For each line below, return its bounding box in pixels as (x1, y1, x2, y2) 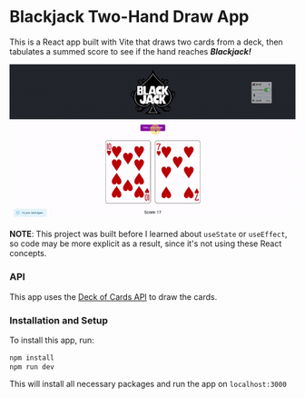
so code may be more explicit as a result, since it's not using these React (9, 238, 282, 249)
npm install (9, 353, 54, 363)
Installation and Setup (9, 313, 109, 326)
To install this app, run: (9, 334, 94, 345)
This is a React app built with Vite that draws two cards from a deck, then (9, 36, 283, 47)
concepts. (9, 248, 47, 259)
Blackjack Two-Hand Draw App (9, 6, 250, 27)
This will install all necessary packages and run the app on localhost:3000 (9, 378, 288, 389)
